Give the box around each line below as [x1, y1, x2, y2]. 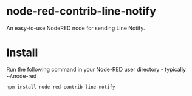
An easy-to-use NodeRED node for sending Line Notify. [6, 24, 145, 32]
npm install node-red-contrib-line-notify [6, 84, 115, 90]
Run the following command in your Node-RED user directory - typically [6, 66, 187, 73]
